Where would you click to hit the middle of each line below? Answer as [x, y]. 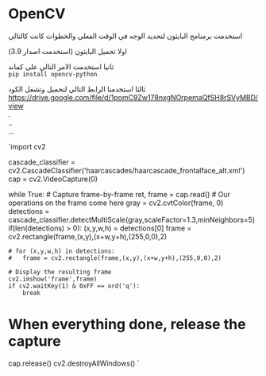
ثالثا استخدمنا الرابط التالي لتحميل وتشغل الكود [77, 89]
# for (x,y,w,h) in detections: [62, 251]
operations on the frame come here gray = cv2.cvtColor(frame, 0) [116, 203]
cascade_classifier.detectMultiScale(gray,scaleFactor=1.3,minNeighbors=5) [132, 219]
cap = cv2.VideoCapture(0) [53, 179]
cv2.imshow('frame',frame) [53, 279]
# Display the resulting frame [60, 272]
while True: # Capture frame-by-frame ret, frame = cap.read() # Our [120, 194]
